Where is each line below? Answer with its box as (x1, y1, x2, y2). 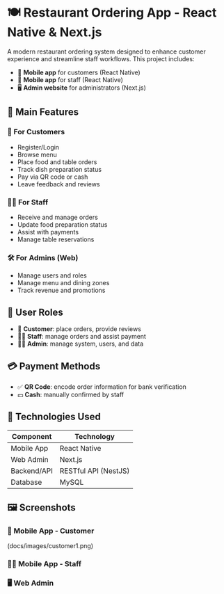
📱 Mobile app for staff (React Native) (17, 75, 124, 83)
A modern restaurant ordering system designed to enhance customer (7, 47, 207, 56)
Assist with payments (17, 227, 79, 236)
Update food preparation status (17, 220, 108, 229)
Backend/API (10, 466, 54, 476)
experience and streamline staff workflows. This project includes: (7, 54, 195, 63)
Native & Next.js (7, 24, 102, 40)
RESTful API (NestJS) (59, 466, 130, 476)
